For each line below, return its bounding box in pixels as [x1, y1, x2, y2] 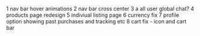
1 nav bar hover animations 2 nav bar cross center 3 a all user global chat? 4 [6, 5, 195, 12]
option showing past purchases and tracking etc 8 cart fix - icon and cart [6, 18, 187, 25]
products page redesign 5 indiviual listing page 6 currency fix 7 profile [6, 11, 180, 19]
